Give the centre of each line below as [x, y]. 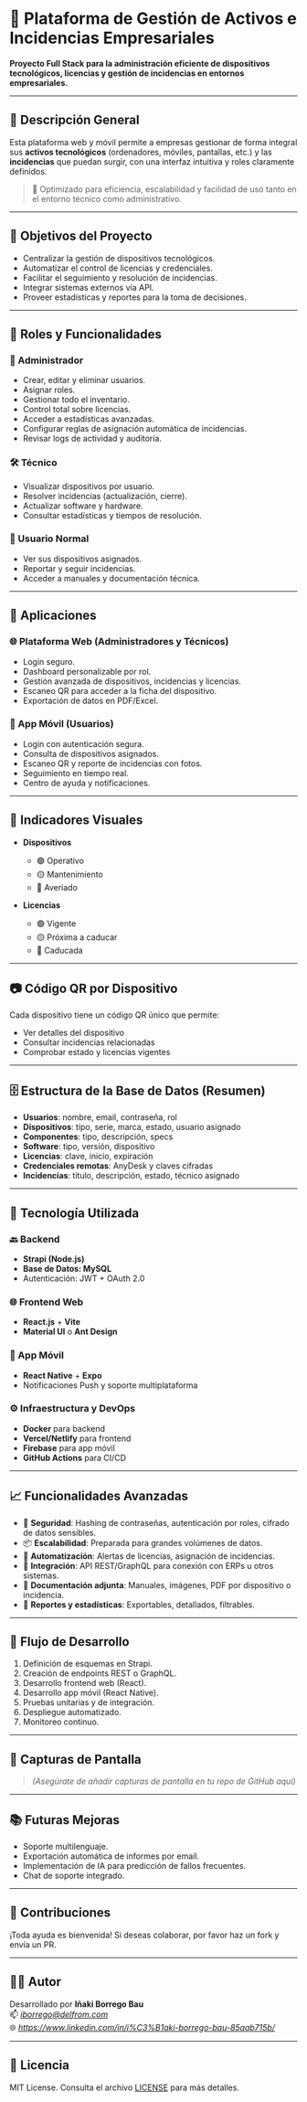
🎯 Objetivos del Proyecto [81, 236]
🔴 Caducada [60, 950]
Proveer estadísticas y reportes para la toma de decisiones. [134, 297]
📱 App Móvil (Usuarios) [62, 724]
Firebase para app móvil [69, 1447]
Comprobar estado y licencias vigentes [96, 1052]
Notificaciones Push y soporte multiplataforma [110, 1385]
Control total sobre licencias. [77, 410]
